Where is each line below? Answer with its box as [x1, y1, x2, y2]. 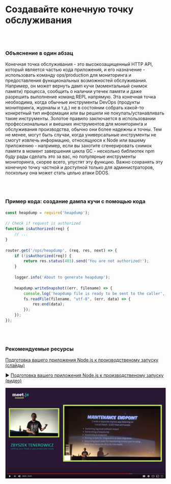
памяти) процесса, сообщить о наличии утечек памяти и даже [5, 88, 142, 95]
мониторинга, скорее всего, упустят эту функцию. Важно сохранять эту [5, 159, 163, 165]
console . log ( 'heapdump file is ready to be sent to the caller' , [23, 291, 165, 296]
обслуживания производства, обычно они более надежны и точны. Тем [5, 126, 162, 132]
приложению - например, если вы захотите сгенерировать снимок [5, 143, 152, 149]
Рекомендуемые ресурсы [5, 345, 74, 352]
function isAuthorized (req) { [5, 226, 70, 232]
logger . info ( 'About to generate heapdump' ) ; [14, 275, 110, 280]
